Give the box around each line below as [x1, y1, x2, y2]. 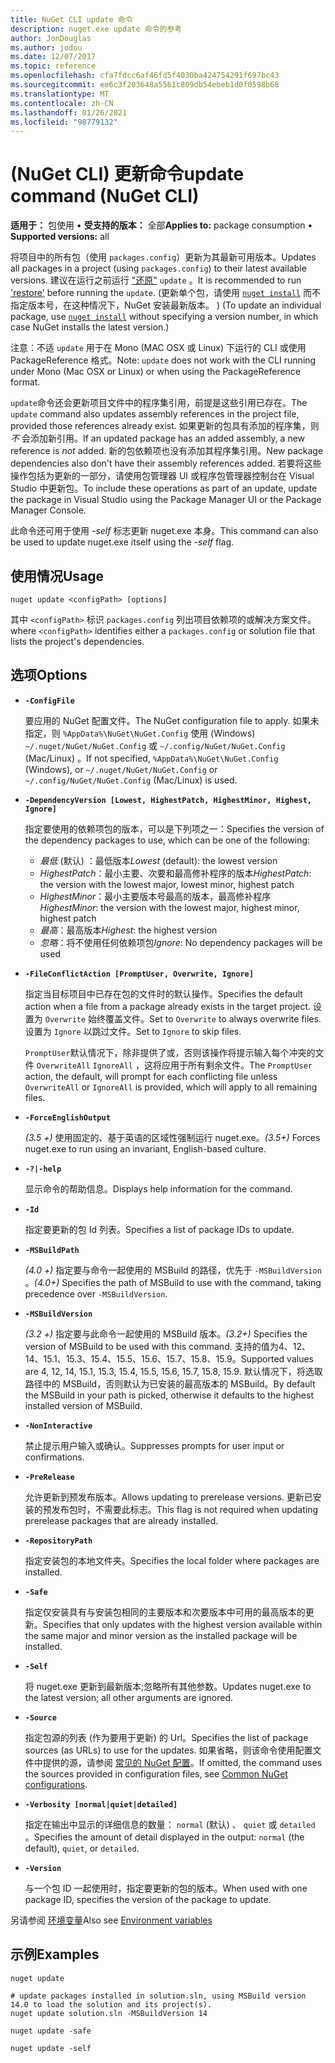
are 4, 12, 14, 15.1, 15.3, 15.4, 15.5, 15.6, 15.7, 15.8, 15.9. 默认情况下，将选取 [24, 1365, 323, 1377]
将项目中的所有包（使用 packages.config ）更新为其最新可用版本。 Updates [10, 251, 317, 263]
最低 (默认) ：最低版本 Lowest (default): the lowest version [39, 854, 278, 866]
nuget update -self [10, 2043, 92, 2053]
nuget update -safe [10, 2026, 92, 2036]
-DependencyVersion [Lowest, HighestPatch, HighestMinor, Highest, [24, 795, 312, 805]
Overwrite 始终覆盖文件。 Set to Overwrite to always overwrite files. [44, 1012, 322, 1025]
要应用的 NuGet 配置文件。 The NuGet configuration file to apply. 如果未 [24, 714, 320, 726]
